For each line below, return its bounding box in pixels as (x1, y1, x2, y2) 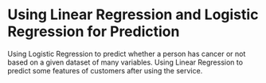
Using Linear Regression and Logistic (7, 6, 259, 24)
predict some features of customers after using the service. (7, 65, 203, 75)
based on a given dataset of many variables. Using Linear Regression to (7, 57, 244, 67)
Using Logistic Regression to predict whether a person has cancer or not (7, 49, 246, 58)
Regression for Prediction (7, 22, 180, 41)
